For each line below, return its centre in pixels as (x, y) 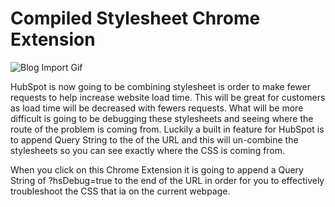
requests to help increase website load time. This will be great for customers (168, 97)
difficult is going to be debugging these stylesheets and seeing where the (162, 118)
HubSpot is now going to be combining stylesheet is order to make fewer (160, 86)
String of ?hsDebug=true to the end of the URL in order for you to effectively (167, 180)
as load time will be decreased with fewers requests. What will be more (157, 108)
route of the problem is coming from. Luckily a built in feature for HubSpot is (167, 129)
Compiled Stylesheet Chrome (135, 18)
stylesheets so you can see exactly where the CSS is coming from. (148, 150)
